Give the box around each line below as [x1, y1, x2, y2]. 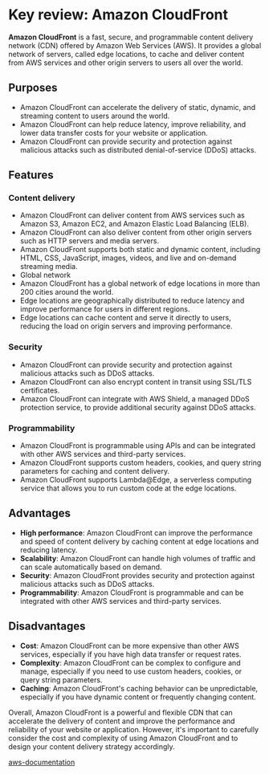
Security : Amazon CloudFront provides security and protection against [19, 570, 255, 580]
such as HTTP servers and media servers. [19, 236, 159, 246]
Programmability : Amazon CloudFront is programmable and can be [19, 588, 244, 597]
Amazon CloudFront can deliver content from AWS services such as [19, 210, 245, 220]
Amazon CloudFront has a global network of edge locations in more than [19, 279, 261, 288]
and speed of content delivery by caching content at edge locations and [19, 536, 259, 546]
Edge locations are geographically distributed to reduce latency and [19, 295, 245, 306]
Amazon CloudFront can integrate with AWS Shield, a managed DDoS [19, 393, 251, 403]
